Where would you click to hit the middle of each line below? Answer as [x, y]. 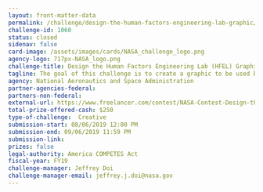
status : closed [33, 37]
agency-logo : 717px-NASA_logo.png [65, 60]
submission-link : [36, 139]
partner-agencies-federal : [52, 88]
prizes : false [31, 147]
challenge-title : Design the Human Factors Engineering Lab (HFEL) [121, 67]
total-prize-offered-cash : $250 [61, 110]
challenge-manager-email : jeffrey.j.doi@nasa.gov [91, 176]
